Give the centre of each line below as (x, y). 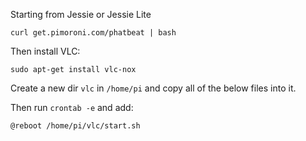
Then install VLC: (45, 51)
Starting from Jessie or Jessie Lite (81, 14)
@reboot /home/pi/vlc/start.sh (75, 126)
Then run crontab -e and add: (72, 107)
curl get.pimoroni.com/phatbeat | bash (93, 33)
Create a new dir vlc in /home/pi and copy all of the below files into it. (153, 88)
